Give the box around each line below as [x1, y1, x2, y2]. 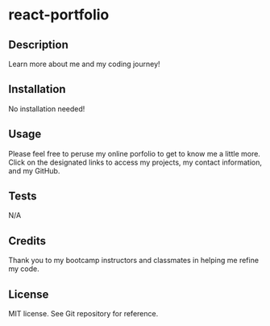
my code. [8, 264, 40, 274]
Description [8, 38, 69, 52]
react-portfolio [8, 6, 110, 24]
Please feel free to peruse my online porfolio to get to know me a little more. [8, 148, 260, 158]
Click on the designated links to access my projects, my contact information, [8, 157, 263, 167]
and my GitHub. [8, 165, 60, 175]
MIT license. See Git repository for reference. [8, 309, 159, 319]
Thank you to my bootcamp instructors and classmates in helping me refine [8, 256, 260, 265]
